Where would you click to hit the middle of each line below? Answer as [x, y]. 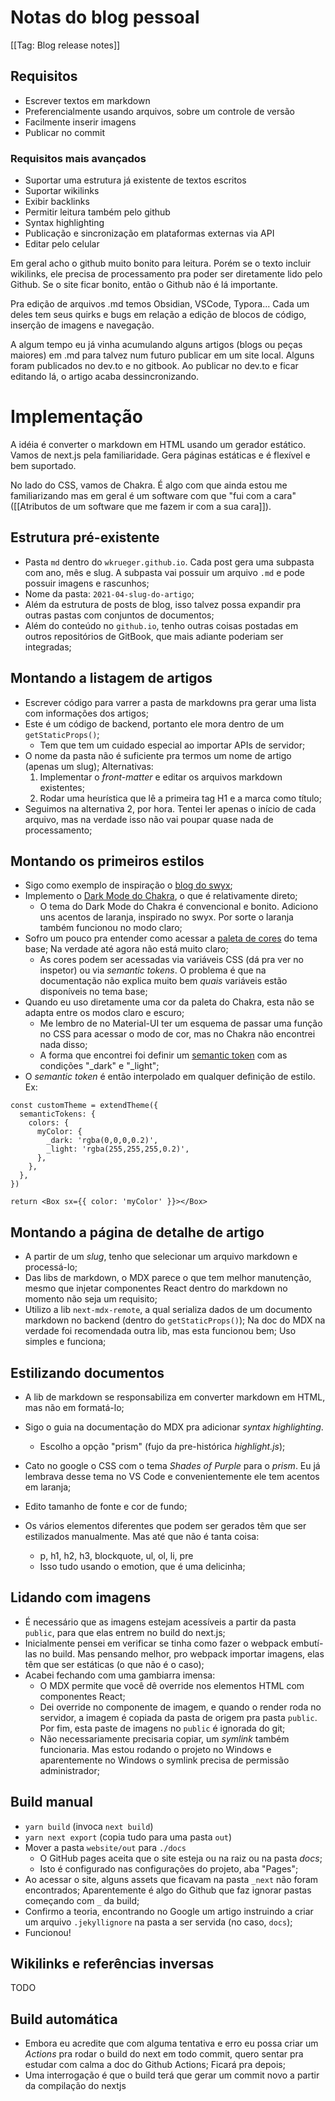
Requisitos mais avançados [78, 158]
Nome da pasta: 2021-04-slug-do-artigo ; [109, 593]
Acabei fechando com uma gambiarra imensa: [120, 1675]
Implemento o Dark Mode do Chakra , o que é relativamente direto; [161, 896]
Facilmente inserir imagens [80, 122]
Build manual [51, 1802]
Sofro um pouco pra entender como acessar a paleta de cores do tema [171, 938]
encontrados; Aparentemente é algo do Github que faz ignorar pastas [168, 1890]
